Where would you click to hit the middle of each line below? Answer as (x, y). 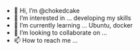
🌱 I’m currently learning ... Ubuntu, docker (73, 25)
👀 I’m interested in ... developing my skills (72, 18)
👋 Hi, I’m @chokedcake (47, 11)
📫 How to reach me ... (46, 40)
